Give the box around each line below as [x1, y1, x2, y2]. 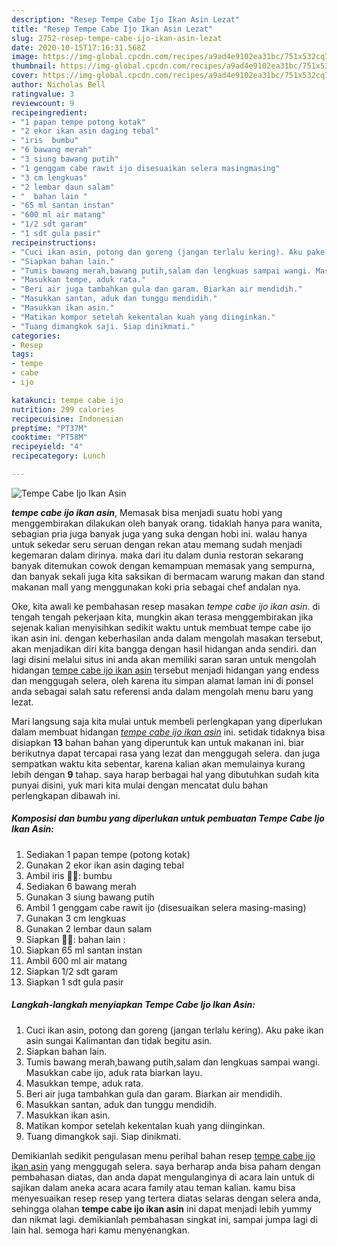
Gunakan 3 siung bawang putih [25, 891, 155, 903]
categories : [11, 331, 61, 341]
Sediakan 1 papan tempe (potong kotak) [25, 848, 191, 860]
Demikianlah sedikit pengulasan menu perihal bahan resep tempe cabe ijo [11, 1149, 316, 1161]
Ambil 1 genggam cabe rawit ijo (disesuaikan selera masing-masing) [25, 901, 307, 913]
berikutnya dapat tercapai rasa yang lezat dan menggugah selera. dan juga [11, 747, 321, 759]
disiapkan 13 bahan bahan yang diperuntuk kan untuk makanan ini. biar [11, 736, 305, 748]
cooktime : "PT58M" [11, 432, 88, 443]
